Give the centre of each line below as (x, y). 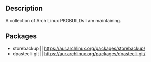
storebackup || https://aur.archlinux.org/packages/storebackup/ (79, 48)
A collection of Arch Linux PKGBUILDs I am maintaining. (63, 20)
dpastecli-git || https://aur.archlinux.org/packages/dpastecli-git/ (79, 54)
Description (24, 8)
